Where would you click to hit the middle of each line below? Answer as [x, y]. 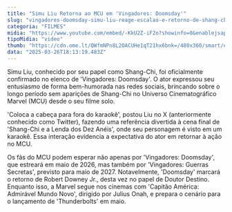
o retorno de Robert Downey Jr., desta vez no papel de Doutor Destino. [108, 179]
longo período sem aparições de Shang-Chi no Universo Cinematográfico [112, 93]
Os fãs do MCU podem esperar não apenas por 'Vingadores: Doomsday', [111, 157]
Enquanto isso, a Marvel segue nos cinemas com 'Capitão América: [103, 186]
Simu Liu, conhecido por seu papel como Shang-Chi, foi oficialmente [105, 71]
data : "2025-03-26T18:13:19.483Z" [57, 52]
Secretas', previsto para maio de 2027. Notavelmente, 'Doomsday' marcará [114, 172]
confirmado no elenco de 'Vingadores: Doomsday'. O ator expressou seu [111, 79]
